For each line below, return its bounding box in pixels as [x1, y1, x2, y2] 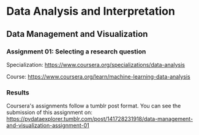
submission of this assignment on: [6, 109, 93, 116]
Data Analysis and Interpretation [6, 4, 176, 18]
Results [6, 88, 29, 96]
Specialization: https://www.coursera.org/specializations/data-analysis [6, 61, 186, 68]
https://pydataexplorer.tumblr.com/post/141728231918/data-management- [6, 115, 193, 123]
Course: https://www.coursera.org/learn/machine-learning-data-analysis [6, 72, 191, 80]
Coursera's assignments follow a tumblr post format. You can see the [6, 102, 181, 110]
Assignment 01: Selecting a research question [6, 47, 146, 56]
